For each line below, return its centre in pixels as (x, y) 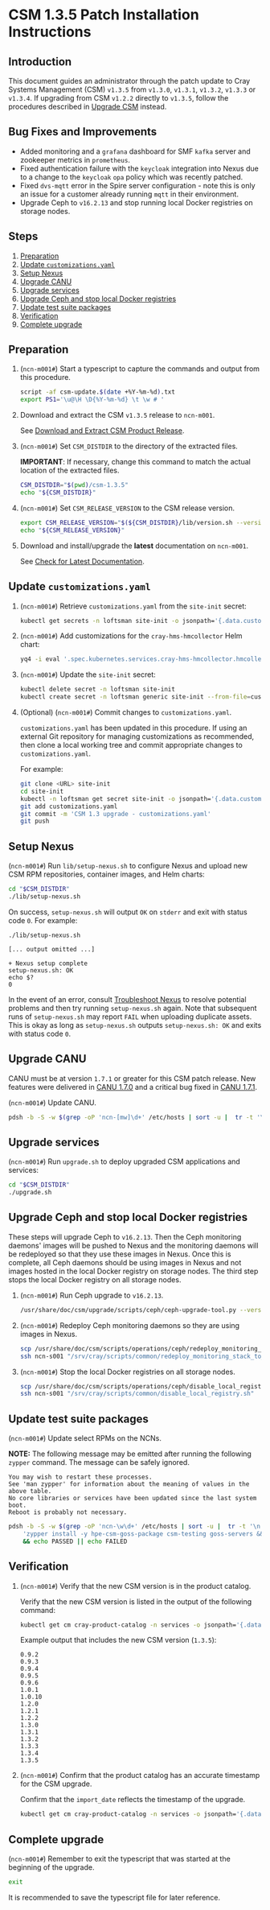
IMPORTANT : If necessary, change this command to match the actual (135, 462)
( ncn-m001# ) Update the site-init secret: (88, 674)
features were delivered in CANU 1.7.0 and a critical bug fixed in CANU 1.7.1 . (133, 1087)
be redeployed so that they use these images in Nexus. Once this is (120, 1254)
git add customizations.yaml (69, 806)
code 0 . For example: (43, 920)
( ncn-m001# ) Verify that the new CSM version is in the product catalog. (135, 1586)
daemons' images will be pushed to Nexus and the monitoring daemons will (133, 1245)
